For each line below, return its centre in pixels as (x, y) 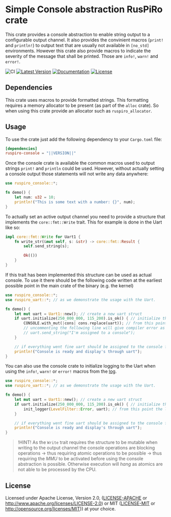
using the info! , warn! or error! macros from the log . (61, 371)
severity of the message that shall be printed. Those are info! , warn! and (82, 56)
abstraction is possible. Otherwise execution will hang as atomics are (90, 464)
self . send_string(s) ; (47, 246)
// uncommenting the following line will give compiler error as (94, 328)
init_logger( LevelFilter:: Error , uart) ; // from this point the (93, 409)
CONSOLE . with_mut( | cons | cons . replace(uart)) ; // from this (89, 323)
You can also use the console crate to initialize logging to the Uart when (80, 366)
